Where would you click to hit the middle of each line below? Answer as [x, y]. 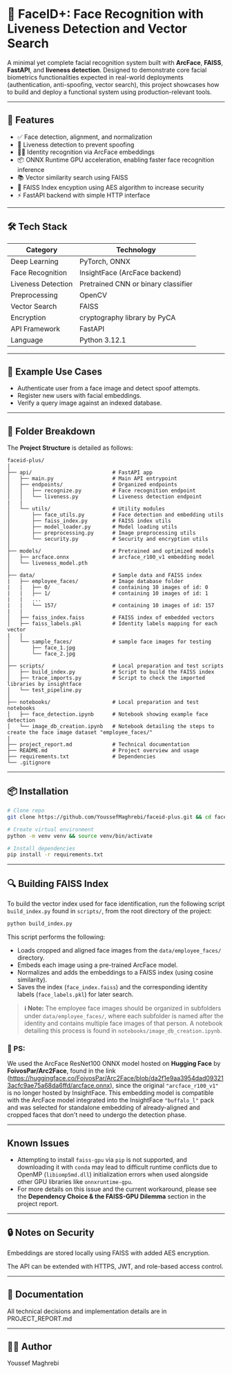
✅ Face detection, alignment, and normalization [85, 137]
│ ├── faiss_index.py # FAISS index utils [89, 521]
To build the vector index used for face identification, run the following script [116, 904]
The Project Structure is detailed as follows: [70, 448]
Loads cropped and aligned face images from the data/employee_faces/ [119, 950]
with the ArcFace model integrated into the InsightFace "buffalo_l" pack [111, 1100]
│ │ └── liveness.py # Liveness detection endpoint [105, 497]
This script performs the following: [56, 937]
